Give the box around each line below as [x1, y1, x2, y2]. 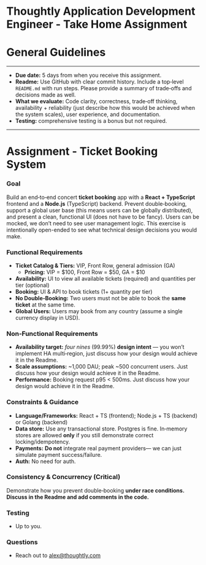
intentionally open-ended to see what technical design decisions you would [6, 226, 197, 233]
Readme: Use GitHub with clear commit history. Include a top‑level [15, 78, 184, 85]
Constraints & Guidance [6, 398, 79, 407]
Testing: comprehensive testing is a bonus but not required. [15, 117, 167, 125]
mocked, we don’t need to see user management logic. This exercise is [6, 219, 186, 227]
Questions [6, 538, 38, 547]
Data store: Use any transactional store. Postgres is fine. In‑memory [15, 425, 188, 432]
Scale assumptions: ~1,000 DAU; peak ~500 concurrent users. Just [15, 363, 188, 370]
